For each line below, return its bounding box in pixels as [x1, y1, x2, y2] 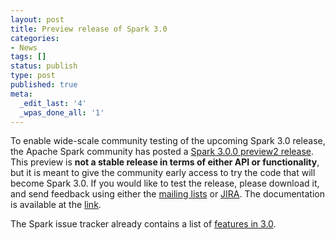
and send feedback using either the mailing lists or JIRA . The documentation [10, 188, 325, 200]
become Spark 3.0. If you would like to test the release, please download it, [10, 177, 320, 190]
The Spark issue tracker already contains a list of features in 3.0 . [10, 218, 277, 230]
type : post [10, 71, 56, 81]
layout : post [10, 14, 65, 25]
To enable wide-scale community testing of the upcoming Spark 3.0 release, [10, 135, 326, 147]
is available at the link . [10, 199, 102, 211]
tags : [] [10, 52, 47, 62]
